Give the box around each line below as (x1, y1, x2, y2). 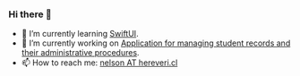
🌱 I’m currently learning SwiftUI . (21, 29, 140, 39)
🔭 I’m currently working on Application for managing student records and (21, 38, 291, 48)
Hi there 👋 (8, 8, 53, 21)
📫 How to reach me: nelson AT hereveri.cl (21, 57, 178, 68)
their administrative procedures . (21, 47, 140, 58)
